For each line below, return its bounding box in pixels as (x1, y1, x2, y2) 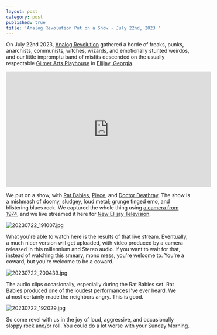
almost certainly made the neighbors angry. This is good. (6, 293, 144, 300)
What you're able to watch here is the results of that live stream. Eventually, (6, 233, 188, 241)
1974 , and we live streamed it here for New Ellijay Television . (6, 211, 151, 218)
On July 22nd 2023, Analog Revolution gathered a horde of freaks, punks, (6, 41, 184, 48)
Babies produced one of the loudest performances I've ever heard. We (6, 287, 177, 294)
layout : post (6, 8, 38, 15)
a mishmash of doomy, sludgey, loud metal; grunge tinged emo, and (6, 198, 170, 205)
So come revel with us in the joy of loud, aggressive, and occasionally (6, 316, 174, 323)
